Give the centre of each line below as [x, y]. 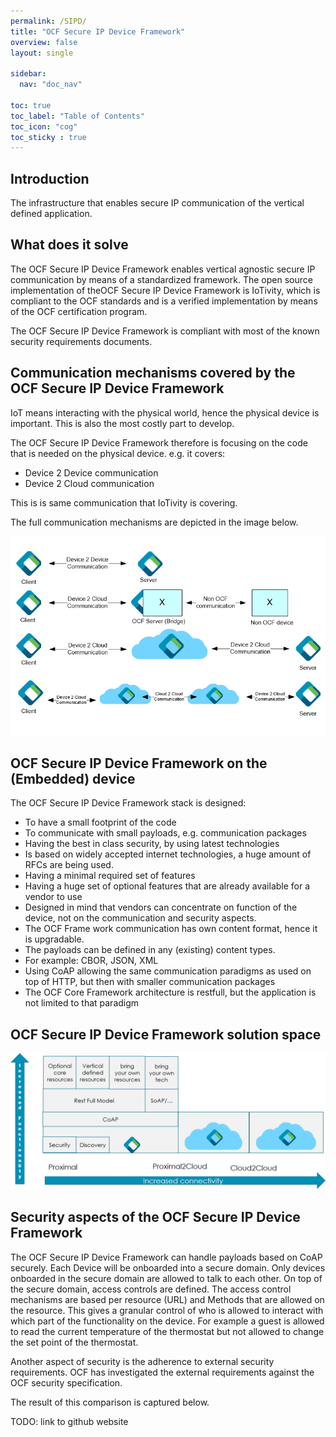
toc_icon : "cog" [44, 126]
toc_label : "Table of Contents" [77, 116]
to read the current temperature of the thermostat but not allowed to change [167, 1331]
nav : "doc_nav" [51, 85]
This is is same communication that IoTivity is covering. [124, 502]
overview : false [44, 42]
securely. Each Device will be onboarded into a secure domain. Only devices [168, 1267]
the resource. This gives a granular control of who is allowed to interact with [167, 1310]
